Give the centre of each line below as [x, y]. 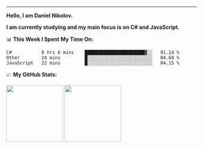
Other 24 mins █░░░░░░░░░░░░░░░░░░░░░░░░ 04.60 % [93, 58]
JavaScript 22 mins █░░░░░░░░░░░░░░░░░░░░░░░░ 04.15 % [93, 63]
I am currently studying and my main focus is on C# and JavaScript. [93, 27]
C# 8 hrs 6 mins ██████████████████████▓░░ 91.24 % [93, 52]
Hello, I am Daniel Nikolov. [40, 15]
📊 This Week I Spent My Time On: [50, 39]
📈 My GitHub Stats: [32, 75]
